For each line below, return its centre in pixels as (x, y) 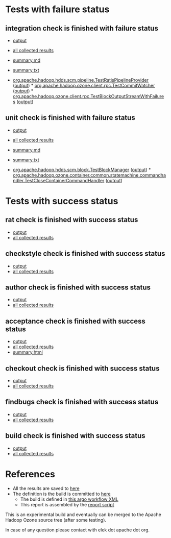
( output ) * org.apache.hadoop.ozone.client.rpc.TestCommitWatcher (84, 85)
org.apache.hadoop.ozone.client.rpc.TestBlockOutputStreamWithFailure (88, 96)
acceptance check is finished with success (75, 321)
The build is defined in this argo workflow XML (69, 499)
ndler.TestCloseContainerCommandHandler (58, 180)
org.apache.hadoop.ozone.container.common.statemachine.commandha (89, 175)
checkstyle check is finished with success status (85, 254)
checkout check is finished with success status (82, 368)
